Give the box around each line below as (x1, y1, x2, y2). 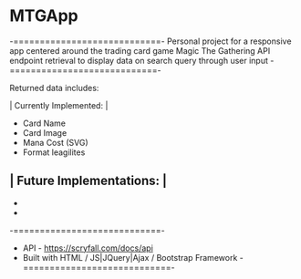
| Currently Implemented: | (9, 99, 109, 110)
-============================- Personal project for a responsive (9, 36, 292, 46)
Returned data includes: (9, 82, 99, 93)
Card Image (22, 127, 67, 138)
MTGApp (9, 5, 79, 26)
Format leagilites (22, 147, 86, 158)
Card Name (22, 118, 67, 129)
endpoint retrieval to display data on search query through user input (9, 55, 269, 66)
